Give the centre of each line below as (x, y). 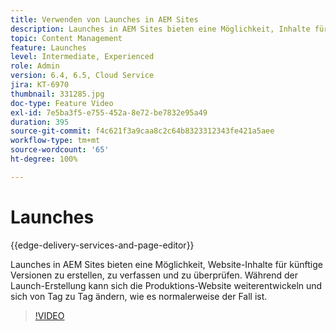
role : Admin (35, 66)
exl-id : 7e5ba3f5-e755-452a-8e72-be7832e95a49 (109, 112)
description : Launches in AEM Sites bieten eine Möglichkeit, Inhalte (160, 29)
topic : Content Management (66, 38)
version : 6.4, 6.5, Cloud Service (82, 76)
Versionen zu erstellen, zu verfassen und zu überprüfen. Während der (154, 275)
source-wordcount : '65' (60, 150)
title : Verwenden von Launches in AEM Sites (104, 19)
